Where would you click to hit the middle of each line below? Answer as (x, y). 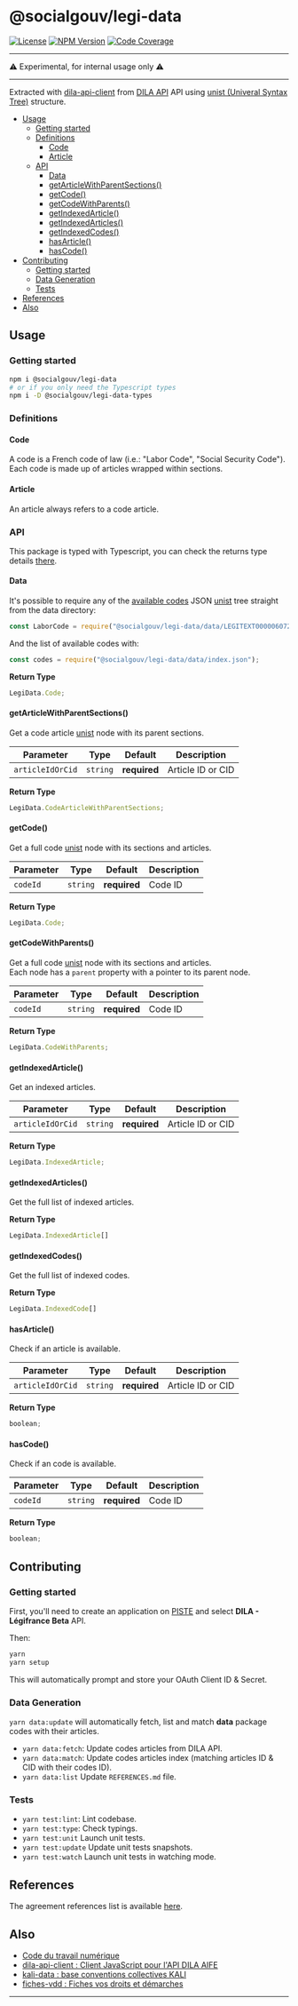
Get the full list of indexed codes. (70, 1276)
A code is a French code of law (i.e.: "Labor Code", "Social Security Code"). (147, 459)
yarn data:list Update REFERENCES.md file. (99, 1777)
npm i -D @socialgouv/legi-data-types (81, 396)
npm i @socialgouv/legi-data (63, 379)
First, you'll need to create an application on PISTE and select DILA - (134, 1612)
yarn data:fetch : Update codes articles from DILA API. (122, 1748)
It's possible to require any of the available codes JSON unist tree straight (144, 601)
